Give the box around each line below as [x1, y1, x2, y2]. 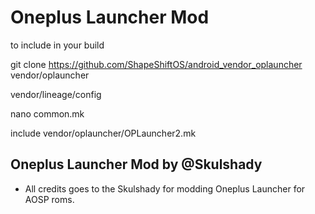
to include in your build [10, 39, 105, 51]
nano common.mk [10, 107, 85, 120]
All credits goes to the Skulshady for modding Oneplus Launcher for [24, 182, 306, 195]
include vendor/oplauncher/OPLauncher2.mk [10, 127, 197, 139]
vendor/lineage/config [10, 88, 102, 100]
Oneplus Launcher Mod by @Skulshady [10, 156, 263, 173]
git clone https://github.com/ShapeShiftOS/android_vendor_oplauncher [10, 58, 303, 70]
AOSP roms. [24, 193, 75, 205]
